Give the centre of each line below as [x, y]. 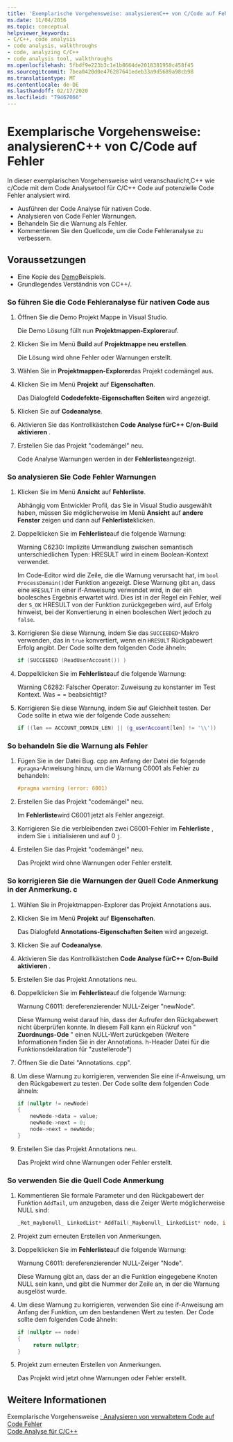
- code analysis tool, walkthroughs [60, 59]
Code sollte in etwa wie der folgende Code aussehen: [94, 715]
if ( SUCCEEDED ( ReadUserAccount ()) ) [72, 661]
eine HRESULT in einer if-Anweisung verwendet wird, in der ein [104, 590]
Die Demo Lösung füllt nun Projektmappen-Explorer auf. [98, 331]
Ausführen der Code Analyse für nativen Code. [84, 208]
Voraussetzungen [47, 260]
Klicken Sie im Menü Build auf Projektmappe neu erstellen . [103, 344]
